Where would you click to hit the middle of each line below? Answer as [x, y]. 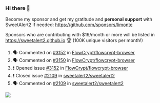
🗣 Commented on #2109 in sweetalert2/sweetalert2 [68, 84]
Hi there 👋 [18, 8]
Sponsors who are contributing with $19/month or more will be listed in [80, 35]
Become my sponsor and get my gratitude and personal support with [79, 19]
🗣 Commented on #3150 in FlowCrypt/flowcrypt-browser [74, 60]
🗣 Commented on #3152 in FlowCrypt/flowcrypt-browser [74, 53]
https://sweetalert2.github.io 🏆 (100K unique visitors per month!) [74, 40]
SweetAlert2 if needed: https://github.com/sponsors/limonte [69, 25]
